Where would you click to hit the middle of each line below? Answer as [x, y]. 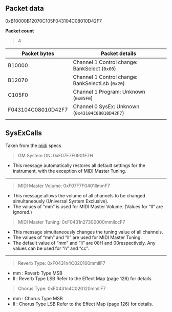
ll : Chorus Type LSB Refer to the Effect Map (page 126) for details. [83, 304]
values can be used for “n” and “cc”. [51, 248]
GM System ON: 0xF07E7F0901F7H [55, 155]
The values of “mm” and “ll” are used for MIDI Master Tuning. [77, 237]
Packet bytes [38, 53]
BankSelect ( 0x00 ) [94, 68]
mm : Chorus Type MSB [38, 298]
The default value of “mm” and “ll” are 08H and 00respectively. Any [84, 243]
